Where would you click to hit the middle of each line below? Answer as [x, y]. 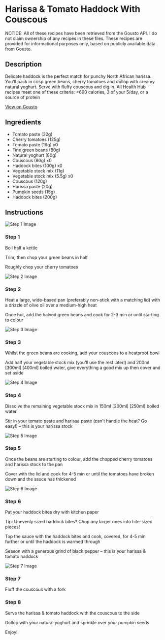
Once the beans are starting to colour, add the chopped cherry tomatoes [79, 459]
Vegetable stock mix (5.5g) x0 [43, 176]
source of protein [23, 97]
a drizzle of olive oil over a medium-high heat [51, 305]
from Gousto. [18, 49]
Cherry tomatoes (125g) [36, 139]
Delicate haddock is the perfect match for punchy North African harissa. [78, 76]
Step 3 [13, 342]
